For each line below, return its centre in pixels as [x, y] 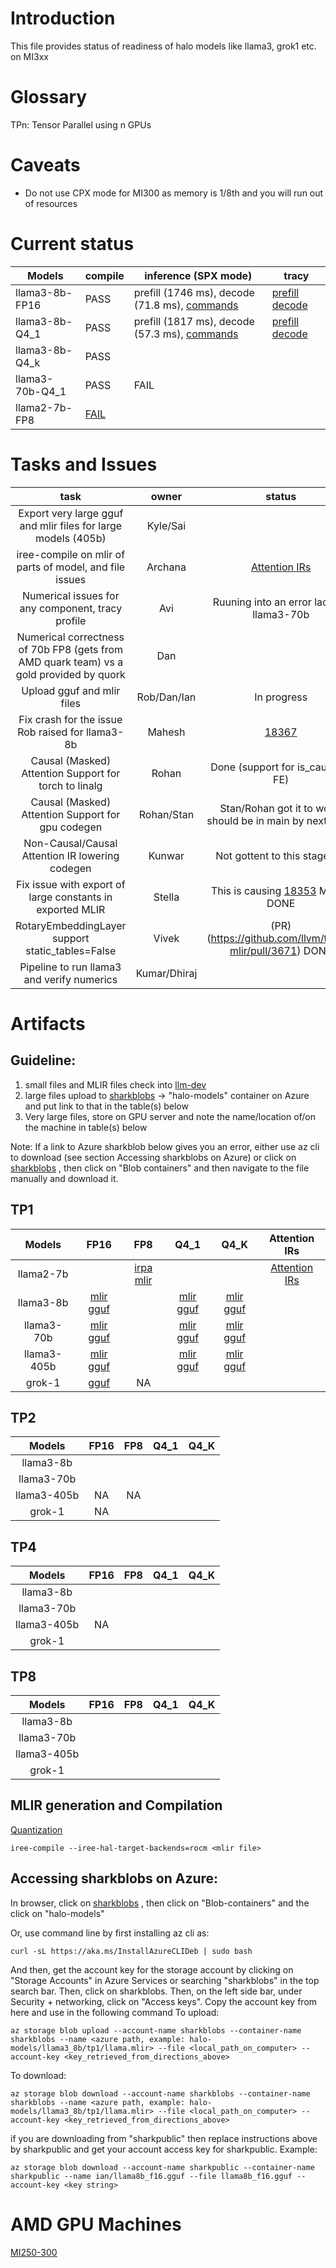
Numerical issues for [70, 595]
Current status [72, 244]
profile [71, 620]
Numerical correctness [70, 637]
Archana [166, 567]
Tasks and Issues [84, 464]
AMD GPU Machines [96, 2224]
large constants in [70, 897]
